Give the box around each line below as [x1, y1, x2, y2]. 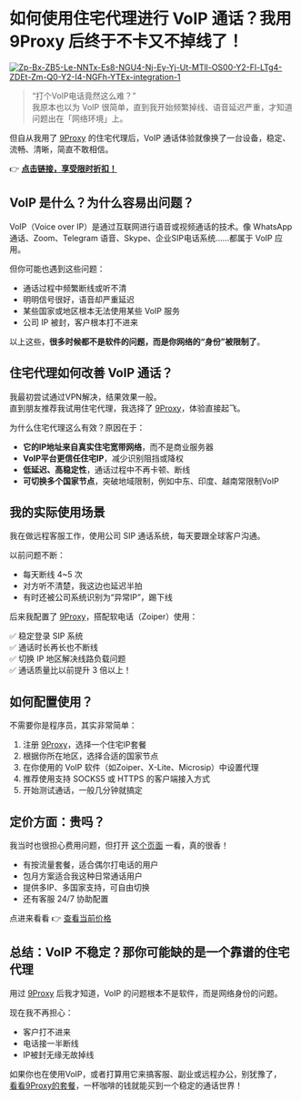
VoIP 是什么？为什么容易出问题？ [9, 195, 195, 210]
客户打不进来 [22, 1026, 71, 1037]
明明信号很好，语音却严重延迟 [22, 293, 135, 305]
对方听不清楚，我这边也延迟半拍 [22, 580, 143, 592]
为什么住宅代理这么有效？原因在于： [9, 422, 145, 433]
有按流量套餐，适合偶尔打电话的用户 [22, 860, 159, 870]
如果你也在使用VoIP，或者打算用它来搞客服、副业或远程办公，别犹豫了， [9, 1068, 282, 1079]
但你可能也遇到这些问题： [9, 263, 105, 274]
